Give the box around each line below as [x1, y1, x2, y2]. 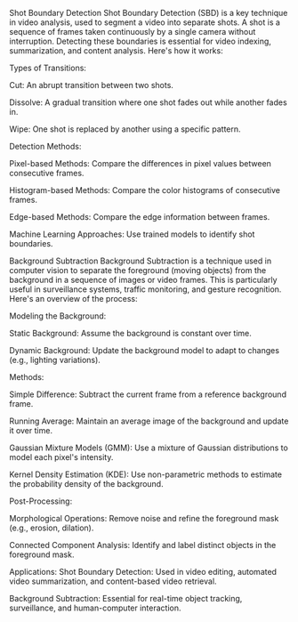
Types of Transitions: [9, 62, 87, 73]
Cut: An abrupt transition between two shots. [9, 80, 173, 90]
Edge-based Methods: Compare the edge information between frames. [9, 212, 270, 222]
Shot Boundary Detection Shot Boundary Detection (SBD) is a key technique [9, 8, 288, 18]
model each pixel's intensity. [9, 452, 114, 462]
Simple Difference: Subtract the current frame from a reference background [9, 389, 287, 400]
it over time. [9, 425, 53, 435]
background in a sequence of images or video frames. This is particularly [9, 275, 278, 285]
